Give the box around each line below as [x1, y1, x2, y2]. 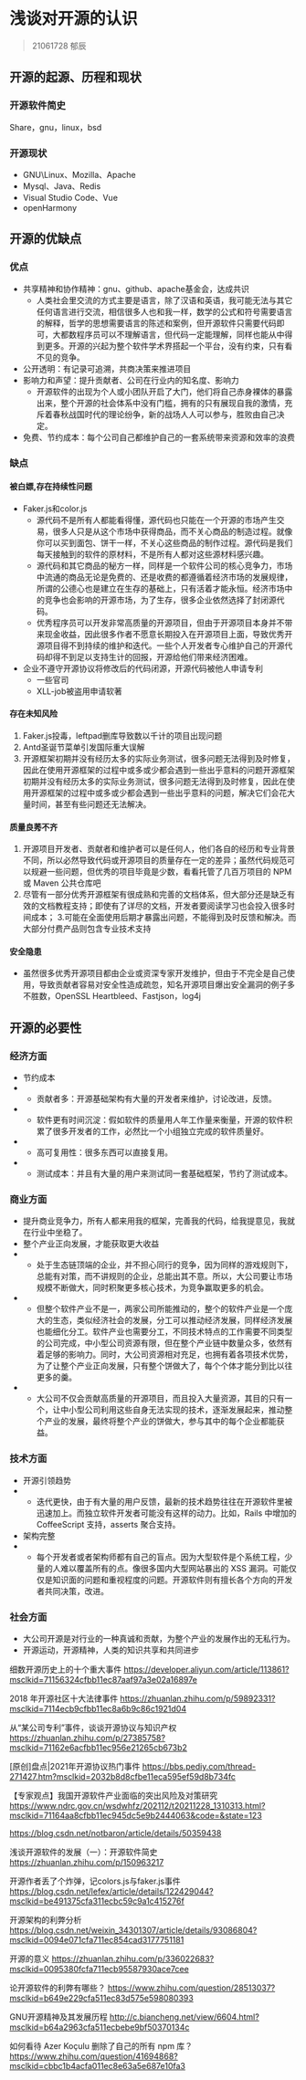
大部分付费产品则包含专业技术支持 [22, 923, 152, 934]
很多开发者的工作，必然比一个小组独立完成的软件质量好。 [52, 1126, 269, 1137]
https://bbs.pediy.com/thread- [142, 1760, 257, 1771]
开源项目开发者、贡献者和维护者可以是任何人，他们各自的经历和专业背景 [22, 844, 295, 855]
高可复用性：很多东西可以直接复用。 [36, 1147, 174, 1158]
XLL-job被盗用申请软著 [36, 686, 123, 697]
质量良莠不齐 [9, 821, 58, 832]
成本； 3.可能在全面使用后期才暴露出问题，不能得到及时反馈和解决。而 [30, 912, 297, 923]
